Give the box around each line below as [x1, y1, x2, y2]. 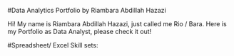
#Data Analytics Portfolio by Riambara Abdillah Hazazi [7, 6, 166, 14]
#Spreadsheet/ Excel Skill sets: [7, 41, 98, 49]
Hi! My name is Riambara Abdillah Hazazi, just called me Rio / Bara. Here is [7, 20, 227, 28]
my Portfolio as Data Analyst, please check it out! [7, 28, 152, 35]
